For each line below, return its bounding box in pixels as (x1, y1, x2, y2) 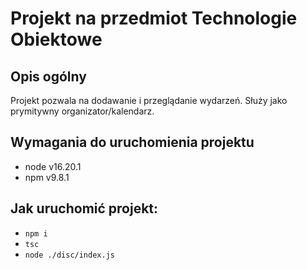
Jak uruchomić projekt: (10, 200, 159, 217)
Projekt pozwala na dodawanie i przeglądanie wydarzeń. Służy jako (10, 95, 288, 106)
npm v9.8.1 (24, 171, 70, 183)
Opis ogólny (10, 68, 87, 85)
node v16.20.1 (24, 160, 82, 172)
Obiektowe (10, 28, 103, 51)
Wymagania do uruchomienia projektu (10, 134, 255, 151)
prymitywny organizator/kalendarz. (10, 105, 155, 117)
